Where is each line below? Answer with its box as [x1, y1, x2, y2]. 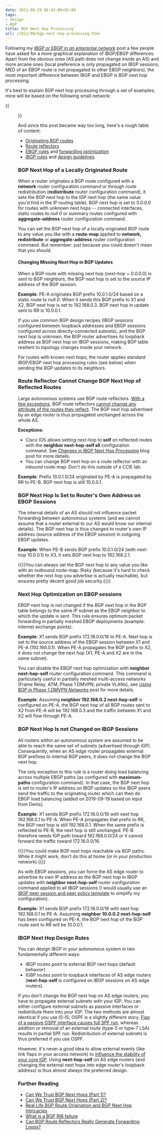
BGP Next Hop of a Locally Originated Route [18, 166, 128, 173]
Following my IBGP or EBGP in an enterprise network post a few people [5, 45, 154, 51]
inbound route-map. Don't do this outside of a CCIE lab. [25, 463, 142, 470]
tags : [5, 12, 17, 17]
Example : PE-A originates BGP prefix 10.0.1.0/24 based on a [18, 291, 143, 297]
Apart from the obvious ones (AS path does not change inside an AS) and [5, 56, 159, 62]
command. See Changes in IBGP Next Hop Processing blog [25, 447, 150, 453]
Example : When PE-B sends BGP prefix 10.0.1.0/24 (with [18, 546, 136, 552]
